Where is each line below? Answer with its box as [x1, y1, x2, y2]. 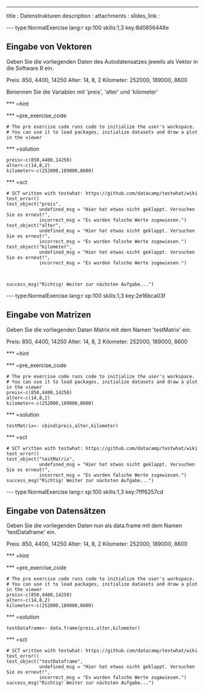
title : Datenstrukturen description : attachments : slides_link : [6, 12, 160, 19]
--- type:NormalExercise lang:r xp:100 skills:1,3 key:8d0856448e [6, 24, 169, 31]
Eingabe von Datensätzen [6, 506, 106, 516]
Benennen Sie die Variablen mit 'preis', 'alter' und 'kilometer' [6, 88, 159, 95]
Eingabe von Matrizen [6, 310, 92, 320]
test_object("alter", [6, 222, 62, 228]
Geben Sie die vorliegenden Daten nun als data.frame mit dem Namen [6, 522, 182, 529]
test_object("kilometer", [6, 244, 72, 250]
